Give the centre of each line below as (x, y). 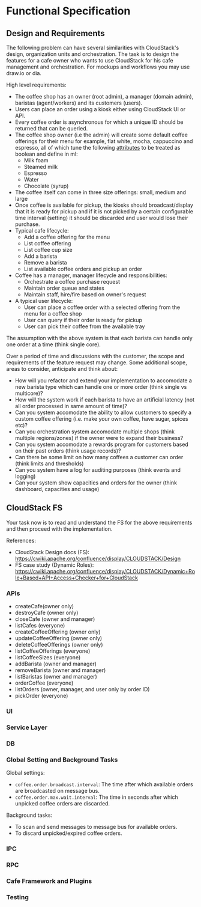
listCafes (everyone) (40, 626)
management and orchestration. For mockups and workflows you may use (98, 67)
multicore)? (29, 393)
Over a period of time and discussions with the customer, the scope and (95, 356)
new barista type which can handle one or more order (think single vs (101, 387)
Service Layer (27, 727)
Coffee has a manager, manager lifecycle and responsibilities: (91, 275)
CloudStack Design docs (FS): (52, 552)
